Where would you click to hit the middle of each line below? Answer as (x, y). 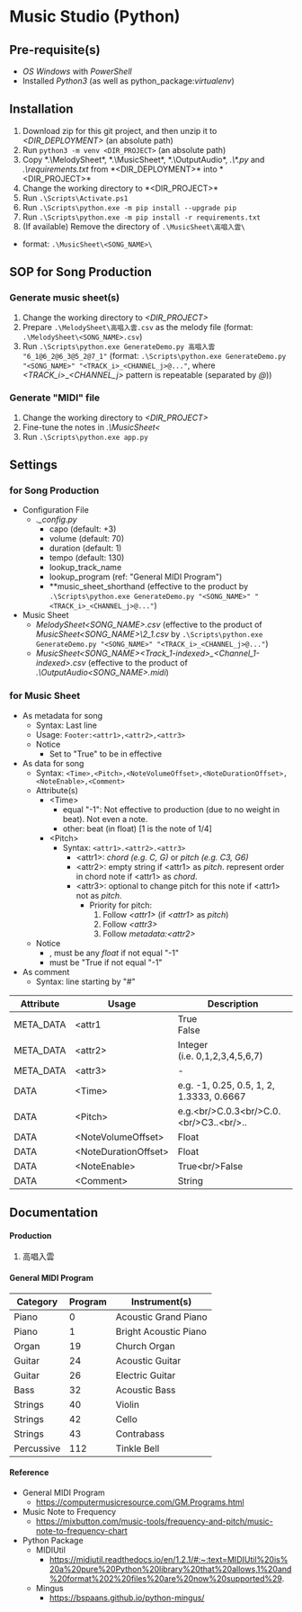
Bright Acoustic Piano (161, 1331)
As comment (46, 972)
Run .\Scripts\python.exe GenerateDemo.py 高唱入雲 (119, 346)
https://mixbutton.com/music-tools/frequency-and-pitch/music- (155, 1521)
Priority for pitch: (121, 905)
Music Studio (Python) (95, 17)
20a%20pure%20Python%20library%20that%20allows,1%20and (170, 1569)
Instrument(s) (162, 1302)
